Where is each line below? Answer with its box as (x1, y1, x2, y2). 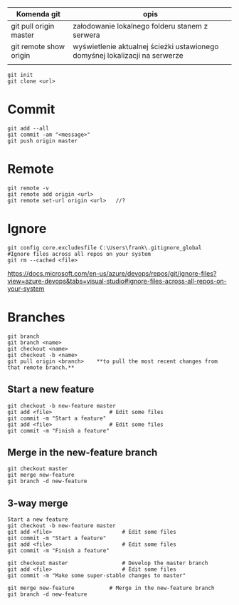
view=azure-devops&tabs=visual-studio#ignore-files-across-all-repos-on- (7, 276, 228, 285)
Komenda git (16, 9, 60, 19)
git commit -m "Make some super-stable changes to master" (7, 572, 186, 579)
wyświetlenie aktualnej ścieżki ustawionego (73, 42, 219, 51)
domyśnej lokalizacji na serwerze (73, 51, 184, 60)
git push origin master (7, 137, 78, 145)
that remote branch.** (7, 363, 75, 371)
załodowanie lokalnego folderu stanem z (73, 21, 208, 31)
